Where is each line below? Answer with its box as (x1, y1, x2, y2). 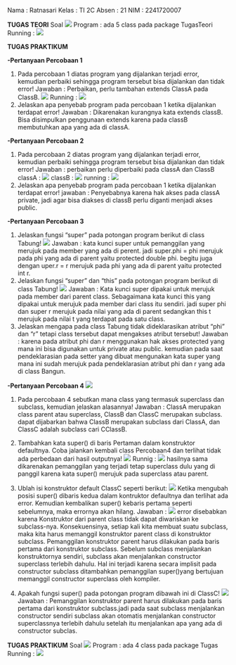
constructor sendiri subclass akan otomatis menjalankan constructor (17, 612, 216, 620)
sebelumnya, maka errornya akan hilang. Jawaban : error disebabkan (17, 507, 227, 516)
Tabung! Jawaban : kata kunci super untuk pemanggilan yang (17, 239, 205, 247)
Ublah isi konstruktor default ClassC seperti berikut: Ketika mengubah (17, 484, 228, 492)
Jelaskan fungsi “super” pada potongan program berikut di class (17, 231, 205, 239)
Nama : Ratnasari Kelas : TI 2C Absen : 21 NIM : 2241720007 (7, 6, 181, 14)
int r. (17, 269, 31, 277)
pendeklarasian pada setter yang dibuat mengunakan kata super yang (17, 352, 221, 360)
